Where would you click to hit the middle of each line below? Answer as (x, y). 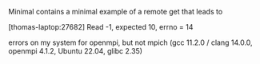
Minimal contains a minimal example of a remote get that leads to (116, 12)
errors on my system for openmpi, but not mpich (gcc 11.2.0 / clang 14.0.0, (131, 42)
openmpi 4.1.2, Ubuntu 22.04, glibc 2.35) (75, 51)
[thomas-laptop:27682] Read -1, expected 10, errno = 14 (101, 27)
